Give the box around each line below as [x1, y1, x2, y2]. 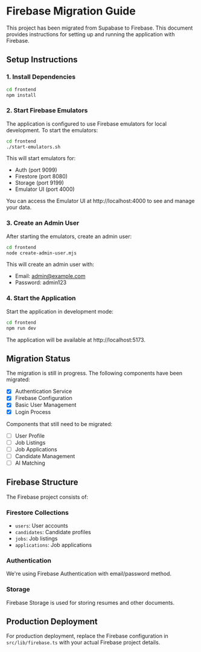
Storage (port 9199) [14, 179, 65, 187]
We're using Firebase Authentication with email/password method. [6, 570, 172, 578]
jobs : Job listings [14, 535, 58, 542]
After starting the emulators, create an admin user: [6, 233, 132, 240]
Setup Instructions [6, 54, 78, 65]
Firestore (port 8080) [14, 173, 68, 180]
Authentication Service [14, 388, 72, 395]
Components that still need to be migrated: [6, 420, 113, 427]
